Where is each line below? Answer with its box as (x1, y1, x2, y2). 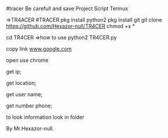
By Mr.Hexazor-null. (6, 125, 54, 132)
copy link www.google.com (6, 45, 72, 52)
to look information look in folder (6, 114, 85, 120)
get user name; (6, 91, 43, 97)
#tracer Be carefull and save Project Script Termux (6, 5, 129, 12)
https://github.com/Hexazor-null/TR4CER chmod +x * (6, 23, 135, 29)
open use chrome (6, 57, 49, 63)
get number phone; (6, 102, 53, 109)
